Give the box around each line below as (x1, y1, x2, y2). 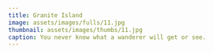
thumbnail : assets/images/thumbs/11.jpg (8, 26, 144, 34)
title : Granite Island (8, 11, 83, 19)
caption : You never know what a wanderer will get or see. (8, 33, 207, 41)
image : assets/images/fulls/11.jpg (8, 19, 125, 26)
